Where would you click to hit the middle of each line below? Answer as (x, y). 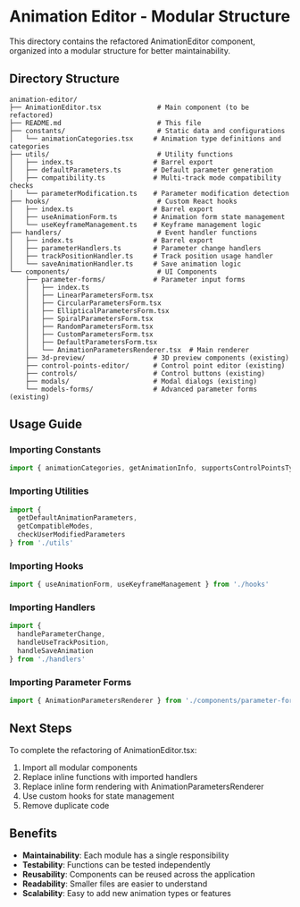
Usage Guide (46, 424)
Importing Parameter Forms (71, 682)
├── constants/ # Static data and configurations (147, 131)
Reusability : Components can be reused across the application (139, 874)
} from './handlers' (48, 659)
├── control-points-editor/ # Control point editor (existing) (155, 365)
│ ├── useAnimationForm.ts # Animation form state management (147, 216)
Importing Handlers (52, 607)
